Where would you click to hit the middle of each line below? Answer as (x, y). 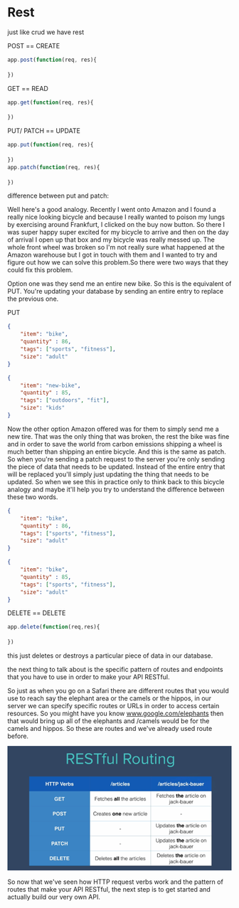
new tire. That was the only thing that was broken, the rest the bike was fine (118, 436)
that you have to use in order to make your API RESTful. (89, 677)
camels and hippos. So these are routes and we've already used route (110, 729)
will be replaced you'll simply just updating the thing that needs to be (108, 474)
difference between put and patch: (58, 196)
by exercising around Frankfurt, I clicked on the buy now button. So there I (116, 225)
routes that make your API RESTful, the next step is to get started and (109, 890)
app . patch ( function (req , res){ (54, 167)
